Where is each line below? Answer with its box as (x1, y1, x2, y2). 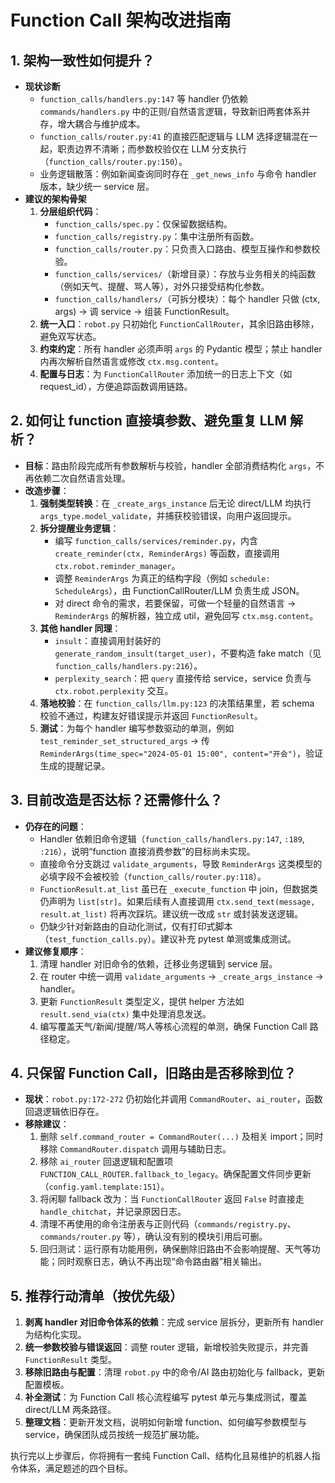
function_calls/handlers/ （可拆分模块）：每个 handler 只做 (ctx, (54, 293, 321, 305)
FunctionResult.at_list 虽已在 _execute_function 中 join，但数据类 (39, 882, 318, 895)
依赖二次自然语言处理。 (33, 472, 131, 484)
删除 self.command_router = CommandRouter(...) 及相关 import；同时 (39, 1131, 324, 1143)
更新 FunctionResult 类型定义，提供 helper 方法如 (39, 995, 245, 1007)
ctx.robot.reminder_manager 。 (54, 559, 181, 571)
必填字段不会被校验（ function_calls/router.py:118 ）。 (39, 870, 267, 882)
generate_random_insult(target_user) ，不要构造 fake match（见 (54, 647, 322, 659)
